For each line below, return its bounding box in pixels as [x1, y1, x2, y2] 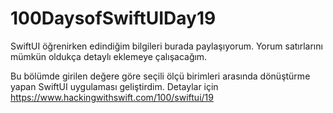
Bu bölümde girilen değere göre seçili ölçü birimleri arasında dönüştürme [10, 70, 311, 82]
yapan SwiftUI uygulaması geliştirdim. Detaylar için [10, 80, 219, 92]
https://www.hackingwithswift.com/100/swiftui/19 [10, 91, 214, 103]
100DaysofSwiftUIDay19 [10, 7, 217, 30]
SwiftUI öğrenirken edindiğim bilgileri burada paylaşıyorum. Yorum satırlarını [10, 40, 323, 52]
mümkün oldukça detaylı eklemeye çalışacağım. [10, 50, 208, 62]
